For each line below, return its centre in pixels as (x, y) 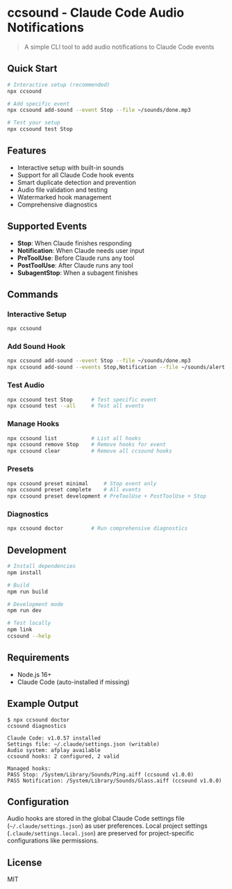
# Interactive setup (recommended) (59, 85)
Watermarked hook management (64, 197)
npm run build (28, 592)
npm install (24, 572)
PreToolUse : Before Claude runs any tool (76, 258)
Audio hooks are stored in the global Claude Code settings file (96, 819)
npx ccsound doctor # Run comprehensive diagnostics (98, 529)
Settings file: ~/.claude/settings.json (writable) (83, 744)
